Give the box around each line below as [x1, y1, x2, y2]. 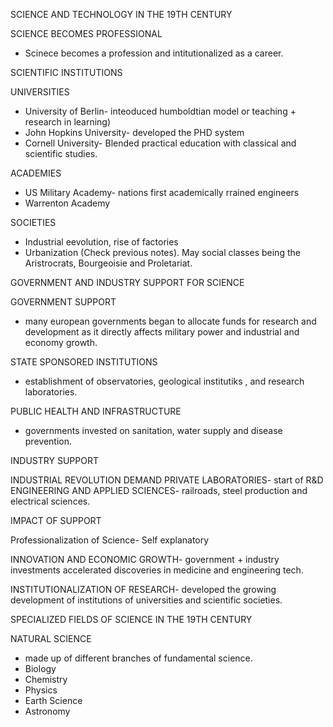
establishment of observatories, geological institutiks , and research [24, 375, 305, 387]
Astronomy [24, 705, 71, 717]
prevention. [24, 435, 72, 447]
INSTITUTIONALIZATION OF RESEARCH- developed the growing [10, 584, 277, 595]
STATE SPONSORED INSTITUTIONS [10, 356, 158, 368]
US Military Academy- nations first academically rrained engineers [24, 187, 300, 198]
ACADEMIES [10, 167, 62, 179]
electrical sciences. [10, 495, 91, 507]
